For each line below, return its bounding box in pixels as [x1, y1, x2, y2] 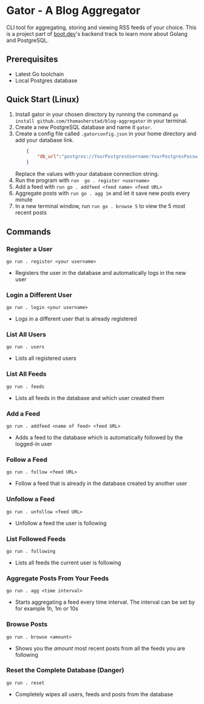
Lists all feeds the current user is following [15, 559, 121, 566]
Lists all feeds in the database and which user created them [15, 394, 165, 401]
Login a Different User [6, 291, 73, 299]
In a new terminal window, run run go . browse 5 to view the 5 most [15, 203, 186, 210]
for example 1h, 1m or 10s [15, 605, 79, 612]
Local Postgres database [15, 76, 78, 84]
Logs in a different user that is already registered [15, 315, 137, 322]
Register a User [6, 245, 53, 253]
